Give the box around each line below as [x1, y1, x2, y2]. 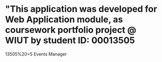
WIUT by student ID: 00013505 [5, 35, 135, 46]
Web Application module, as [5, 14, 123, 25]
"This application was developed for [5, 3, 157, 15]
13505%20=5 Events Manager [5, 51, 67, 57]
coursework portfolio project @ [5, 25, 137, 35]
